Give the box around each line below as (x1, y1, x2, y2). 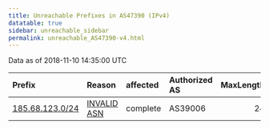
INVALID (86, 98, 118, 109)
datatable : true (8, 19, 62, 27)
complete (126, 103, 162, 114)
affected (126, 80, 159, 91)
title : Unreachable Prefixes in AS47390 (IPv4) (8, 11, 171, 20)
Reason (86, 80, 116, 91)
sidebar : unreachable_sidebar (8, 26, 110, 34)
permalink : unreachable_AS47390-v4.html (8, 33, 146, 42)
